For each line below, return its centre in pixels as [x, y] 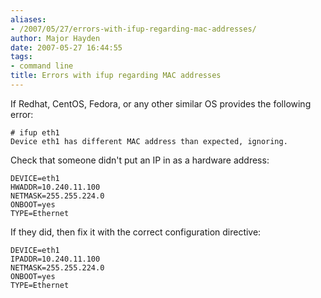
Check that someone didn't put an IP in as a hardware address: [140, 160]
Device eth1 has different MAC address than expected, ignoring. [149, 141]
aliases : [28, 19]
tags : [21, 57]
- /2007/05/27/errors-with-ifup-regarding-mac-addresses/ [133, 29]
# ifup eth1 [35, 132]
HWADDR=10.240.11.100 [55, 187]
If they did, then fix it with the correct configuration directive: [136, 232]
